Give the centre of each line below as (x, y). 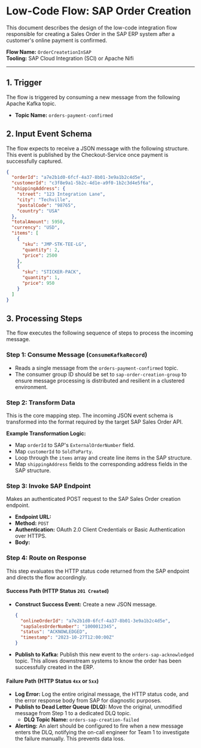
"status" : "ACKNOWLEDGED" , (54, 632)
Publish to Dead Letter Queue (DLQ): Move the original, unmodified (98, 707)
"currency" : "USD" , (36, 228)
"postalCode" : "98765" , (47, 205)
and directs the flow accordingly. (47, 577)
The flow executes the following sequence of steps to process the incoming (100, 333)
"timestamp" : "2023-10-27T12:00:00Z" (68, 638)
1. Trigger (24, 83)
